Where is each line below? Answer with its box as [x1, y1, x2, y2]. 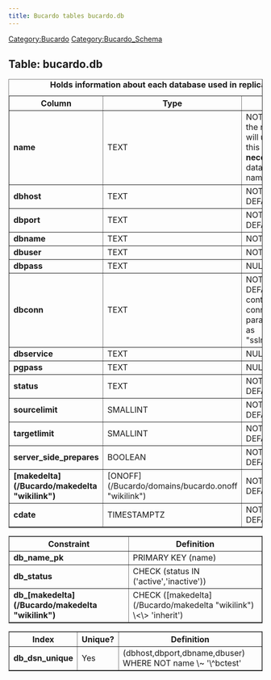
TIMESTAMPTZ [107, 510, 165, 521]
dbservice [13, 348, 54, 359]
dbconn [13, 304, 44, 316]
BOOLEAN [107, 451, 147, 463]
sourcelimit [13, 405, 58, 416]
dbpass [13, 260, 43, 271]
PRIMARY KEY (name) [132, 552, 216, 564]
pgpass [13, 362, 43, 373]
